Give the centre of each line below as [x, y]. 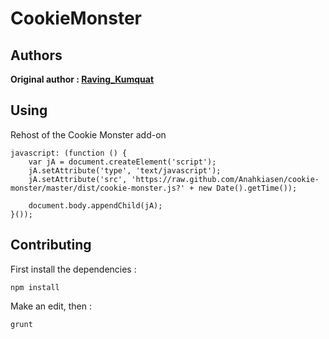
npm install [35, 287]
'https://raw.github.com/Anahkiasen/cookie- [225, 179]
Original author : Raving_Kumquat [82, 79]
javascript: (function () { [69, 153]
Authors [36, 55]
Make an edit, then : [51, 306]
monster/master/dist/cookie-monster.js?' [98, 188]
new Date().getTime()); [248, 188]
